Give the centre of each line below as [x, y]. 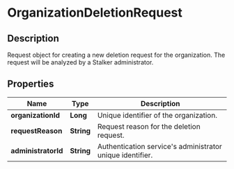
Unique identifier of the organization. [157, 115]
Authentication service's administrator [160, 146]
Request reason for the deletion [149, 126]
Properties [31, 84]
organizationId [36, 115]
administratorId [37, 150]
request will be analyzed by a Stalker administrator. [80, 62]
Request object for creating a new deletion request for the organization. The [116, 55]
